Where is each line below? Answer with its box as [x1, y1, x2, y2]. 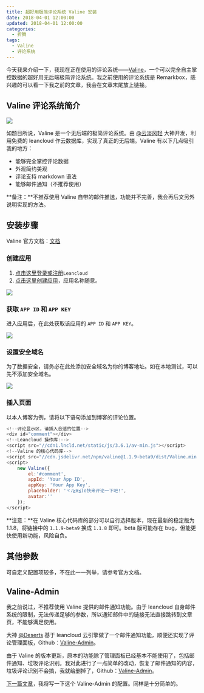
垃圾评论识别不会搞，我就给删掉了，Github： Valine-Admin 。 [6, 667, 158, 675]
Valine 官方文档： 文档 [6, 238, 61, 245]
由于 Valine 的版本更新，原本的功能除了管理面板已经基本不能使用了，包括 [6, 652, 189, 660]
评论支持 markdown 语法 [15, 173, 77, 180]
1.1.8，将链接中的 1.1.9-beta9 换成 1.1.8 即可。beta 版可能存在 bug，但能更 [6, 524, 196, 531]
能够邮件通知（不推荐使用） [15, 180, 85, 187]
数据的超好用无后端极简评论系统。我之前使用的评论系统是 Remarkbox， [11, 74, 191, 81]
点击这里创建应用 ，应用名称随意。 [15, 277, 101, 284]
